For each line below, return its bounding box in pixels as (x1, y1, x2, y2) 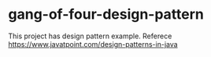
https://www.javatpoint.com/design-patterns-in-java (8, 39, 179, 48)
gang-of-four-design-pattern (8, 5, 205, 23)
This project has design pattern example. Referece (8, 31, 172, 41)
